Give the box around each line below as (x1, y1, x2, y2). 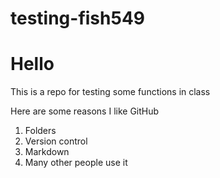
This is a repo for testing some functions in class (10, 86, 211, 98)
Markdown (24, 146, 70, 158)
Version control (24, 135, 88, 147)
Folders (24, 125, 57, 137)
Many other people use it (24, 157, 128, 169)
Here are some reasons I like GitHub (10, 105, 160, 117)
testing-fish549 (10, 7, 146, 30)
